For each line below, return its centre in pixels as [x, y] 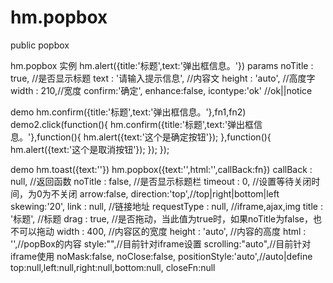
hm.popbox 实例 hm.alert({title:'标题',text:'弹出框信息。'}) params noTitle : [162, 65]
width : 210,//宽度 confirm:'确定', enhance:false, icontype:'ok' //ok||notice [161, 90]
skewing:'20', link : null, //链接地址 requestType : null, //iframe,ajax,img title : [166, 206]
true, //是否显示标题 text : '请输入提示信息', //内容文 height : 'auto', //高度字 [163, 78]
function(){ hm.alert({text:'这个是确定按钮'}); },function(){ [154, 137]
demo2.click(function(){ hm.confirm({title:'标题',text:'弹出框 [132, 124]
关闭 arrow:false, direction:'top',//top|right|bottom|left [169, 193]
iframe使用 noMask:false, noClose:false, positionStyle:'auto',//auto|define [161, 256]
